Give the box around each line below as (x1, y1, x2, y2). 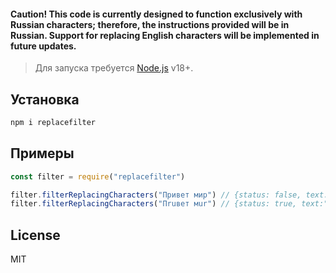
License (10, 226, 61, 244)
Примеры (10, 145, 75, 162)
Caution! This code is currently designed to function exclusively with (10, 8, 303, 20)
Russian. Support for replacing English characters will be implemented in (10, 29, 320, 41)
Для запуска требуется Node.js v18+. (34, 62, 194, 74)
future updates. (10, 40, 77, 52)
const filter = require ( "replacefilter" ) (10, 171, 186, 182)
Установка (10, 91, 80, 108)
